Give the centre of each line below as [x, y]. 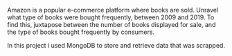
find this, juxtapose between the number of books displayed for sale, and [111, 25]
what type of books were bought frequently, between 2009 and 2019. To [111, 17]
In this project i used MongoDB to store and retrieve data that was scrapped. [116, 45]
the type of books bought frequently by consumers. [81, 32]
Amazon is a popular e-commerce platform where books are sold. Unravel [113, 10]
